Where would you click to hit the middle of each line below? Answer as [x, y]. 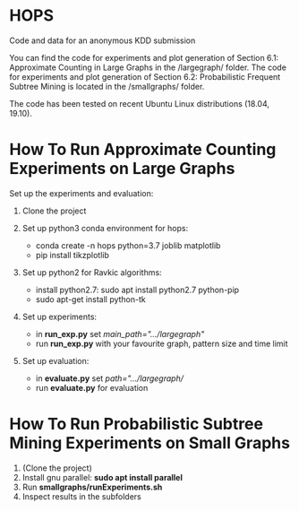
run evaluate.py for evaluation [92, 387]
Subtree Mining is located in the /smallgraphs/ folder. [107, 86]
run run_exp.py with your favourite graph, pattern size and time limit [162, 343]
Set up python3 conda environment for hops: [105, 228]
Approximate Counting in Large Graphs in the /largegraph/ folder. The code [148, 67]
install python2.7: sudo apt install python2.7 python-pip [137, 290]
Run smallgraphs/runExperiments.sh [92, 487]
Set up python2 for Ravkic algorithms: [92, 272]
